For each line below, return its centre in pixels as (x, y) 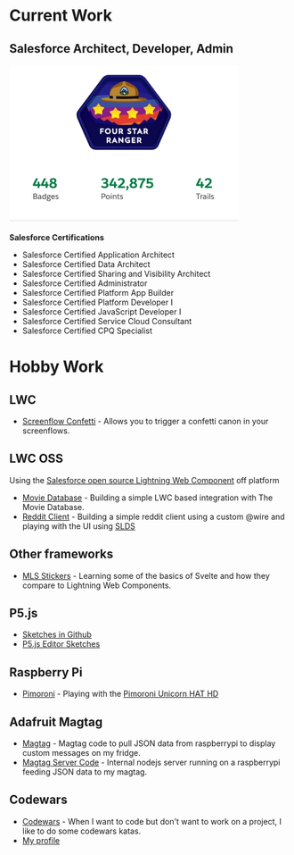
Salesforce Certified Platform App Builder (98, 293)
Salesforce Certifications (57, 237)
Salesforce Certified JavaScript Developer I (102, 312)
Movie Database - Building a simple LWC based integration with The (147, 498)
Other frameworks (61, 554)
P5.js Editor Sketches (61, 644)
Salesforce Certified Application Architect (98, 255)
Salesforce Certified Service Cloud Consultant (107, 321)
